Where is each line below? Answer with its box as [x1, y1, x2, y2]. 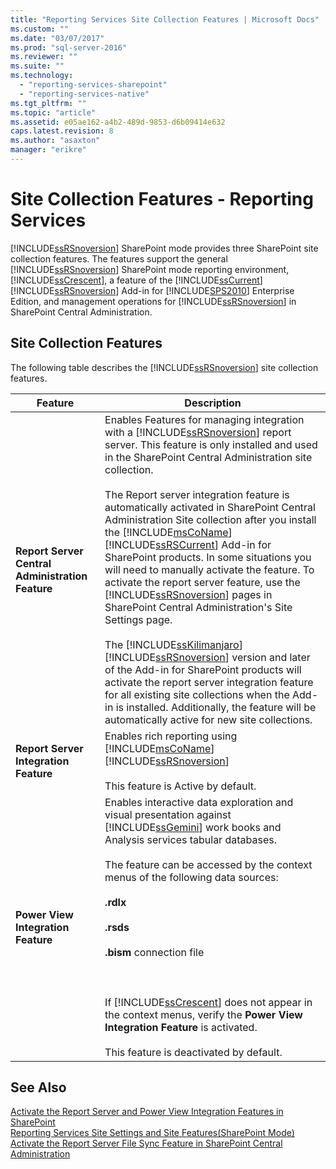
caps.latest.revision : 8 [10, 126, 114, 136]
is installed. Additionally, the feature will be [115, 700, 317, 714]
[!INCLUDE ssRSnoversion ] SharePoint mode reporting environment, [10, 263, 290, 275]
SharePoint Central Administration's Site [104, 600, 293, 614]
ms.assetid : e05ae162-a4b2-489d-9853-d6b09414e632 [10, 117, 226, 127]
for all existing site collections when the [104, 687, 290, 701]
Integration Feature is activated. [104, 1020, 258, 1034]
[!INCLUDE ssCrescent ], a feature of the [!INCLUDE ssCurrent [10, 274, 260, 286]
